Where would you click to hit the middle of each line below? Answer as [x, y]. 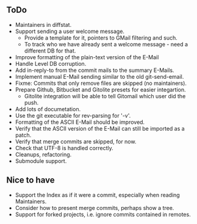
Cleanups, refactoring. [43, 154]
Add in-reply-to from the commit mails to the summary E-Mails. [95, 70]
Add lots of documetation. [48, 109]
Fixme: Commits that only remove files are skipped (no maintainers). [101, 83]
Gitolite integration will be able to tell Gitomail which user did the [105, 96]
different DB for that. [50, 51]
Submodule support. [41, 161]
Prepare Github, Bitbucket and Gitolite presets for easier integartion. [100, 89]
